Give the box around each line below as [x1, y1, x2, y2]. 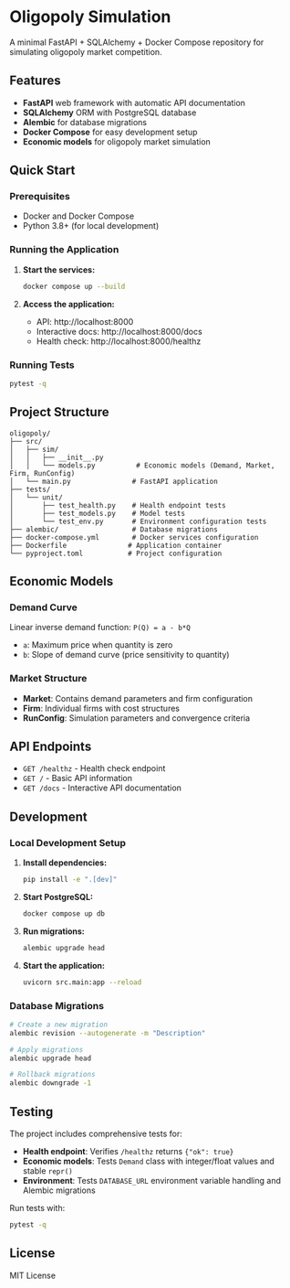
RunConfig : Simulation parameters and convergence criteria [22, 712, 251, 724]
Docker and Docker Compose [22, 210, 135, 221]
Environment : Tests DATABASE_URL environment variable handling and [22, 1175, 281, 1186]
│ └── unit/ [9, 492, 64, 502]
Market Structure [9, 672, 88, 685]
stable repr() [22, 1165, 73, 1176]
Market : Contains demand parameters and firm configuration [22, 692, 254, 703]
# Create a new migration [9, 1020, 108, 1029]
